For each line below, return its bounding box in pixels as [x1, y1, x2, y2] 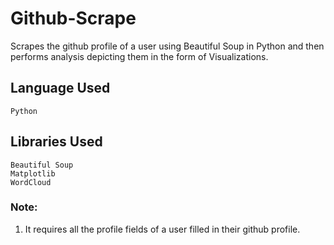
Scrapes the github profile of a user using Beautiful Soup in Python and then [10, 40, 325, 52]
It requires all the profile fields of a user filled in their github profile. [24, 223, 301, 235]
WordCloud [10, 177, 52, 187]
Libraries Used [10, 133, 103, 151]
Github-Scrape [10, 7, 137, 30]
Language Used [10, 80, 111, 97]
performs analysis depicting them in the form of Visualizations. [10, 50, 269, 62]
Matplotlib [10, 168, 56, 179]
